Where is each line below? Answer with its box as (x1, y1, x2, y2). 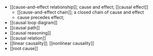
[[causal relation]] (9, 35, 46, 41)
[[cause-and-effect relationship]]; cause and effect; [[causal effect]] (9, 4, 149, 10)
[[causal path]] (9, 25, 40, 31)
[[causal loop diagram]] (9, 19, 58, 25)
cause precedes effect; (17, 15, 64, 20)
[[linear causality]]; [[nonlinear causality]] (9, 40, 94, 46)
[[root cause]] (9, 46, 38, 51)
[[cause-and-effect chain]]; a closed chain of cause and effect (17, 9, 144, 15)
